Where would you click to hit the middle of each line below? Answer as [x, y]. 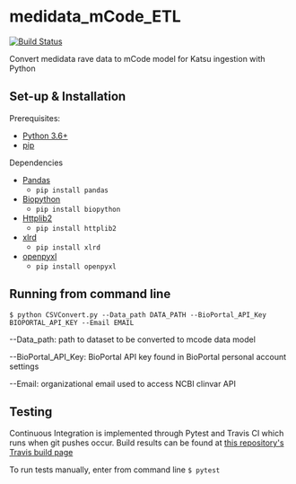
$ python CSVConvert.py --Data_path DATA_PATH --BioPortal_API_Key [138, 315]
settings [24, 366]
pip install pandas [72, 190]
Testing [31, 412]
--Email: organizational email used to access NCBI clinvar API [122, 383]
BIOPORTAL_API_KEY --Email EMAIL [72, 322]
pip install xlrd [68, 247]
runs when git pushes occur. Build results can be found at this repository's [147, 443]
